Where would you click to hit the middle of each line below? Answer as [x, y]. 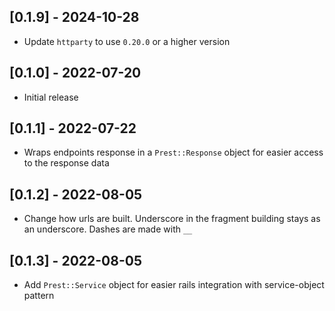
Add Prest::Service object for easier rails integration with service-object [174, 285]
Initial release [51, 97]
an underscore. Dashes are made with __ [108, 229]
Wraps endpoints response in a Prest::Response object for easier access [173, 152]
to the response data [66, 163]
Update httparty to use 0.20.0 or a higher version [127, 41]
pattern [39, 296]
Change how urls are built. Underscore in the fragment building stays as [172, 219]
